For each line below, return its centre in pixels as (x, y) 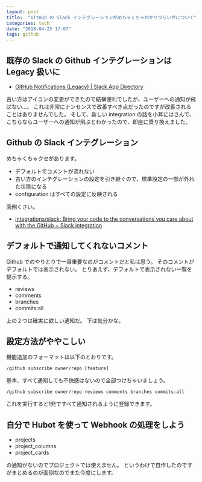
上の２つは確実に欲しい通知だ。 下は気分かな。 (65, 321)
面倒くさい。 (22, 207)
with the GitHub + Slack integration (58, 225)
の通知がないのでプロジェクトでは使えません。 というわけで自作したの (94, 465)
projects (25, 440)
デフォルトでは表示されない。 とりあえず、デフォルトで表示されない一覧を (99, 269)
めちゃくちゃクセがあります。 (43, 158)
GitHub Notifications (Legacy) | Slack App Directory (79, 86)
